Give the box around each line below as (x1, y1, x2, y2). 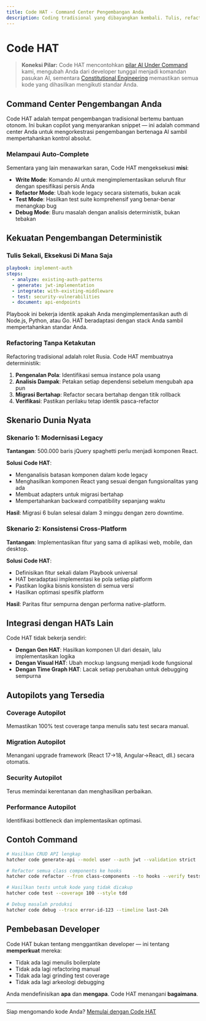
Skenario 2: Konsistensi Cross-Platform (6, 524, 127, 533)
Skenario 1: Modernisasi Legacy (6, 433, 103, 442)
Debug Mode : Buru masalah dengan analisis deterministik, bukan (15, 208, 180, 215)
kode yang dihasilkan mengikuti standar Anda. (21, 81, 139, 88)
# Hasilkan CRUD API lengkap (6, 851, 81, 857)
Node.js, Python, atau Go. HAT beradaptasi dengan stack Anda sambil (6, 317, 183, 324)
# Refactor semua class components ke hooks (6, 868, 122, 874)
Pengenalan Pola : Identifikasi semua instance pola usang (15, 371, 161, 378)
